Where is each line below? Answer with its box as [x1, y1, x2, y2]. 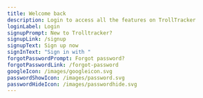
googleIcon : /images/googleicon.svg [7, 68, 113, 75]
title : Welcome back [7, 10, 67, 17]
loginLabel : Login [7, 23, 60, 30]
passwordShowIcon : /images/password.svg [7, 74, 126, 81]
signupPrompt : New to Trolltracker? [7, 29, 113, 37]
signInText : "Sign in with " [7, 49, 91, 56]
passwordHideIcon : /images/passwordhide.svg [7, 81, 137, 88]
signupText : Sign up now [7, 42, 79, 49]
